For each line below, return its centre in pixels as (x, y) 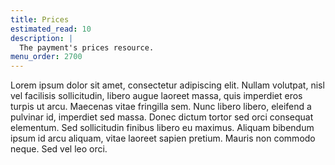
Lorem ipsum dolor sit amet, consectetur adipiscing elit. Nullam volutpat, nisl (167, 85)
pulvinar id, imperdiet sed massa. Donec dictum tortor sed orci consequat (162, 117)
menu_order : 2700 (46, 57)
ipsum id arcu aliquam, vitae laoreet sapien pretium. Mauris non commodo (163, 138)
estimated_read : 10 (51, 29)
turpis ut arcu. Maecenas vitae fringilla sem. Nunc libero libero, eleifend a (161, 107)
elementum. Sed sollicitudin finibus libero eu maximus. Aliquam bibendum (162, 128)
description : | (42, 38)
